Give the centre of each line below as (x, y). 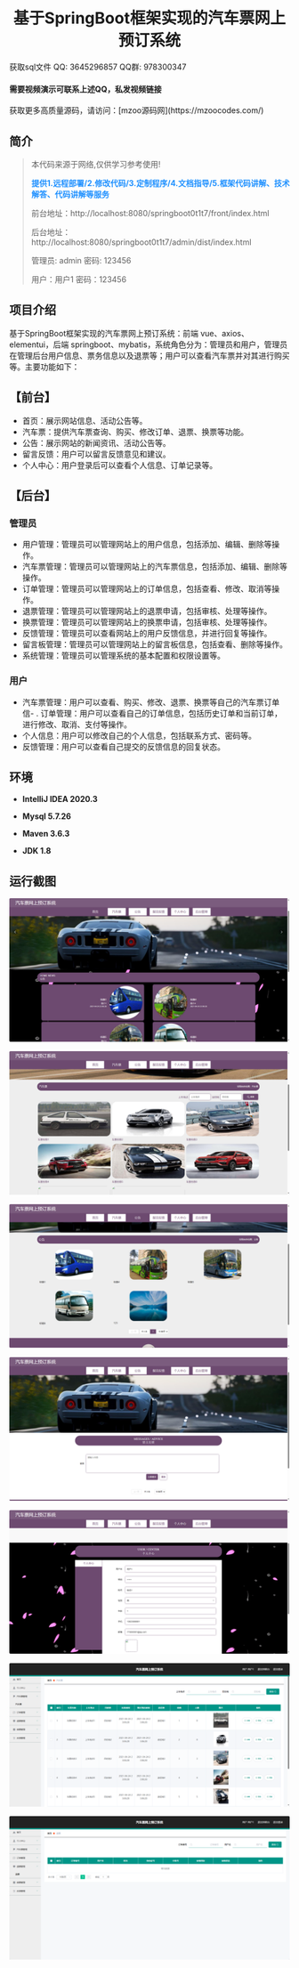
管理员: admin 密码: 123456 (81, 260)
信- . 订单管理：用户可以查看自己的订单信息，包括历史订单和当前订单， (152, 713)
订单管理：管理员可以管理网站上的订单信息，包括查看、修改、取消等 (147, 589)
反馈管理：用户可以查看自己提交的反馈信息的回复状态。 (123, 746)
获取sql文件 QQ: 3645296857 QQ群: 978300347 (98, 67)
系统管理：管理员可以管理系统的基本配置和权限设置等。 (123, 656)
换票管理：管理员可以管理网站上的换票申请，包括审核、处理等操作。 (147, 622)
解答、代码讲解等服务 (70, 194)
